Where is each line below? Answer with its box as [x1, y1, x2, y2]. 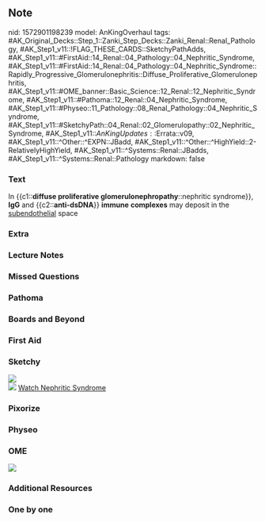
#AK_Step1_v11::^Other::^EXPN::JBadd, [8, 136, 134, 146]
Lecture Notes [8, 249, 64, 260]
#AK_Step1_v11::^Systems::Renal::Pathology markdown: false [8, 154, 206, 163]
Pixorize [8, 402, 41, 413]
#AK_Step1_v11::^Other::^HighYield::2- [134, 136, 257, 146]
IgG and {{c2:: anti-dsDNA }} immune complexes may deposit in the [8, 200, 230, 209]
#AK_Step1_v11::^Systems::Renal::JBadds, [74, 145, 210, 155]
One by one [8, 504, 54, 515]
